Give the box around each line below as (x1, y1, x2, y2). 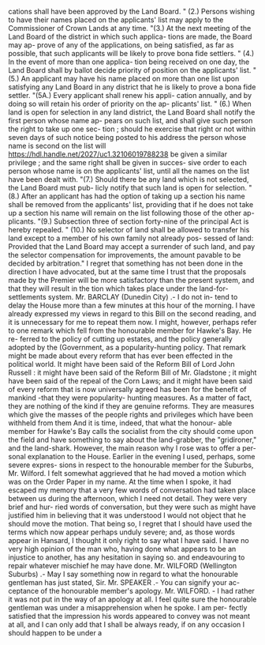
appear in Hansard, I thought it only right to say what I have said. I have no (8, 536, 250, 545)
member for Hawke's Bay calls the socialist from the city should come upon (8, 427, 254, 436)
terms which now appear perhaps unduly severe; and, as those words (8, 527, 235, 537)
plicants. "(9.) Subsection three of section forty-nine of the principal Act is (8, 217, 249, 226)
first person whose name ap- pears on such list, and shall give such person (8, 116, 253, 125)
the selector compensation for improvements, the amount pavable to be (8, 251, 241, 259)
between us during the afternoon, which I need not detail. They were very (8, 494, 248, 503)
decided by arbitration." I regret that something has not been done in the (8, 258, 243, 268)
